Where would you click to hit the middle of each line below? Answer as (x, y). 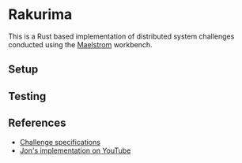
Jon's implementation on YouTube (75, 150)
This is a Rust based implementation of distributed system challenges (121, 36)
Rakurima (40, 15)
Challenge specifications (60, 142)
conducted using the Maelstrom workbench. (80, 44)
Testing (27, 96)
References (37, 123)
